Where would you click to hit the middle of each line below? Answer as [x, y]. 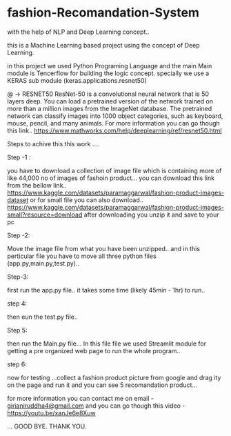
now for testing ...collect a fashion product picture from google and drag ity [114, 377]
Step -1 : [19, 157]
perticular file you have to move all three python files [82, 256]
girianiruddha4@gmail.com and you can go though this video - [96, 406]
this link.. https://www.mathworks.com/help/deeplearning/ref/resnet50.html [114, 130]
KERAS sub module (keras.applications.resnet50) [77, 80]
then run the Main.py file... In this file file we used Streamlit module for [107, 344]
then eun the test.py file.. [42, 317]
